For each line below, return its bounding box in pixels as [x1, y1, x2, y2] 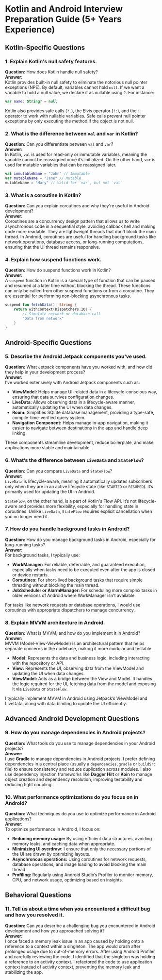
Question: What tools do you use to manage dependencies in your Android [5, 740, 155, 746]
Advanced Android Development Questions [5, 715, 140, 723]
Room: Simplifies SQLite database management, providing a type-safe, [12, 409, 154, 416]
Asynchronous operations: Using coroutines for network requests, [12, 856, 147, 862]
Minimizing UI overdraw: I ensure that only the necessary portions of [12, 846, 151, 852]
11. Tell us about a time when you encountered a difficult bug [5, 906, 150, 912]
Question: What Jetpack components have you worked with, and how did [5, 364, 153, 370]
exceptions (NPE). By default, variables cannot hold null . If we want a [5, 84, 145, 90]
